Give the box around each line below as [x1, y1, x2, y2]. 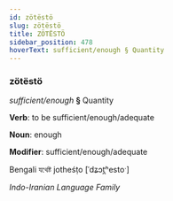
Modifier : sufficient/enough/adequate [9, 147, 148, 158]
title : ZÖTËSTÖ [9, 29, 66, 38]
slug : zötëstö [9, 21, 62, 30]
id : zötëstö [9, 12, 53, 22]
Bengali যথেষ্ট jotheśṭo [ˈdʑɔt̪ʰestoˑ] [9, 165, 130, 175]
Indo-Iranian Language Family [9, 182, 121, 193]
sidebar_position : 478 [9, 37, 93, 47]
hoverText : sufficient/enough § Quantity [9, 46, 165, 55]
